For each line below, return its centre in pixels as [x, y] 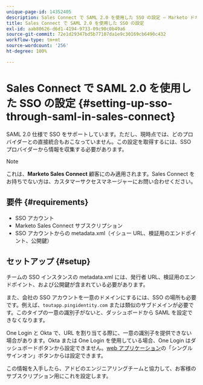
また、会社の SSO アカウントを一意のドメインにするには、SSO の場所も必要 [101, 297]
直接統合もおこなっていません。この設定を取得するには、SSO [114, 141]
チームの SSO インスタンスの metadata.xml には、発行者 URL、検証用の [95, 277]
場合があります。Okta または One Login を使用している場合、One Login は [99, 341]
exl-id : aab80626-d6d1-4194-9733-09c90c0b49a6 [66, 29]
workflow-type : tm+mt [34, 40]
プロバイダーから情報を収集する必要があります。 [67, 149]
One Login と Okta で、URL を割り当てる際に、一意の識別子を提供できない [99, 333]
